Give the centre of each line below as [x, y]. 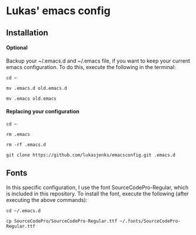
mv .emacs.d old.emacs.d [37, 88]
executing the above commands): [47, 200]
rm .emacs [18, 134]
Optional [17, 48]
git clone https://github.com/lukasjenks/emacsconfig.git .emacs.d [91, 155]
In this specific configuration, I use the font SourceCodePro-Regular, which [97, 187]
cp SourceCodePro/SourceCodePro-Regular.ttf [62, 221]
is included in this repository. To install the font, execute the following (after [97, 194]
